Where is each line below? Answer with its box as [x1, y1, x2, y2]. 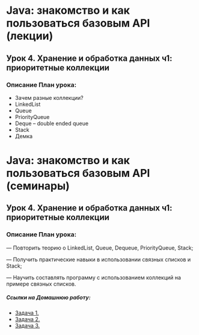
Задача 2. [14, 315, 40, 322]
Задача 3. [14, 322, 40, 329]
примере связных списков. [6, 280, 76, 287]
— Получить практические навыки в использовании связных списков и [6, 256, 191, 263]
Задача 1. [14, 309, 39, 316]
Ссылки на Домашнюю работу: [6, 294, 91, 301]
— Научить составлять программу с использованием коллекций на [6, 274, 182, 281]
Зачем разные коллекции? [14, 94, 84, 101]
